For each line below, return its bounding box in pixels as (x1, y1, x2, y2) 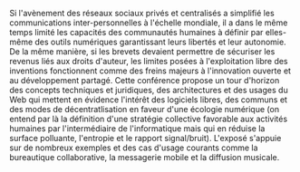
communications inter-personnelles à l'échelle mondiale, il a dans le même (9, 17, 288, 28)
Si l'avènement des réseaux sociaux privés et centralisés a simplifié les (9, 8, 275, 18)
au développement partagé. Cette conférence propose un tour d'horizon (9, 75, 280, 85)
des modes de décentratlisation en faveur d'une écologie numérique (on (9, 104, 279, 114)
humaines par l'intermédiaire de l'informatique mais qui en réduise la (9, 123, 266, 134)
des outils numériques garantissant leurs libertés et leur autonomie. (34, 36, 287, 47)
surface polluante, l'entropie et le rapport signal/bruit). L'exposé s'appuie (9, 133, 282, 143)
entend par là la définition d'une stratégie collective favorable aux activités (9, 113, 288, 124)
